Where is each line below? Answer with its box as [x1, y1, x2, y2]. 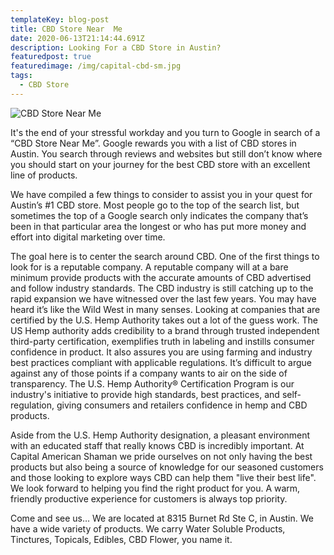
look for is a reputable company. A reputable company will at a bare [10, 261, 289, 273]
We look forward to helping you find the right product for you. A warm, [10, 482, 301, 494]
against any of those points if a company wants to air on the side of [10, 367, 288, 379]
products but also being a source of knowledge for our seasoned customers [10, 461, 324, 473]
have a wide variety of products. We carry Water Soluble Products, [10, 522, 286, 535]
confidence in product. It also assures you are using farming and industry [10, 346, 313, 358]
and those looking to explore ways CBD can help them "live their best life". [10, 471, 317, 483]
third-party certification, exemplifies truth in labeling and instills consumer [10, 335, 315, 347]
